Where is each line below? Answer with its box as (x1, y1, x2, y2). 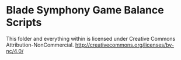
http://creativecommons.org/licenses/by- (75, 41, 174, 48)
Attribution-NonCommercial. (6, 41, 74, 48)
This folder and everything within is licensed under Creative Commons (6, 35, 176, 42)
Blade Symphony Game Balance (6, 3, 165, 17)
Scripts (6, 16, 42, 29)
